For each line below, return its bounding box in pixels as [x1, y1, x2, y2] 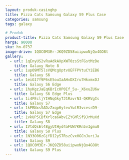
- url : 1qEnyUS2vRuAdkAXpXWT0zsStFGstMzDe [9, 58, 99, 63]
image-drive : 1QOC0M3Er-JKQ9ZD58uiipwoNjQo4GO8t [5, 49, 108, 54]
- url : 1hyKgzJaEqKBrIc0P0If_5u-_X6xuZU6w [9, 87, 99, 92]
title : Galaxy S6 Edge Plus [14, 91, 72, 96]
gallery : [5, 54, 23, 59]
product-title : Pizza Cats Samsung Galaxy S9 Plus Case [5, 35, 124, 40]
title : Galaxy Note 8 [14, 63, 59, 68]
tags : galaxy [5, 21, 32, 27]
